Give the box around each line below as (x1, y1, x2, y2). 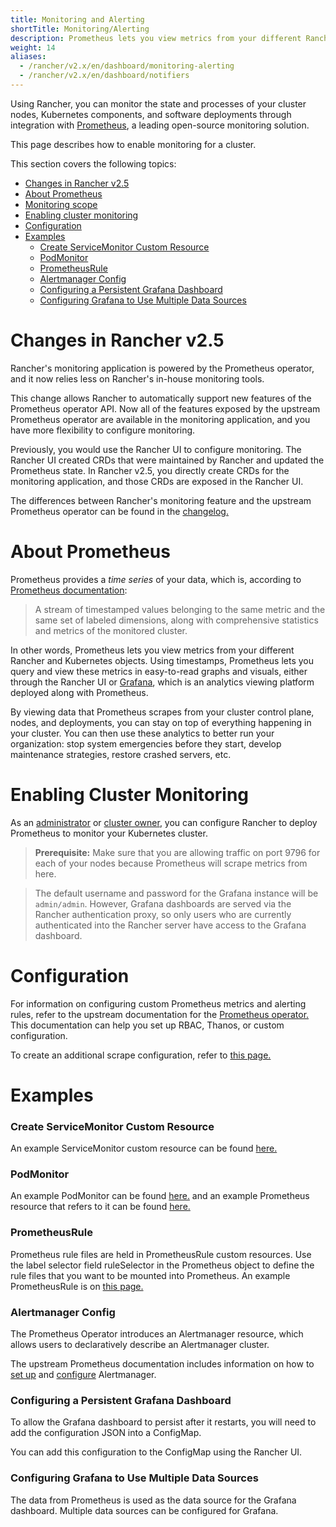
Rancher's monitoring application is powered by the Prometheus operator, (10, 362, 315, 374)
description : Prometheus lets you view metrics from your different (10, 33, 302, 43)
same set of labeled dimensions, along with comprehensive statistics (34, 614, 319, 626)
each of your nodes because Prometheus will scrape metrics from (34, 857, 308, 869)
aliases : (10, 52, 47, 62)
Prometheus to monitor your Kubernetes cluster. (10, 827, 208, 839)
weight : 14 (10, 42, 56, 53)
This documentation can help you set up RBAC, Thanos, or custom (10, 1019, 285, 1031)
